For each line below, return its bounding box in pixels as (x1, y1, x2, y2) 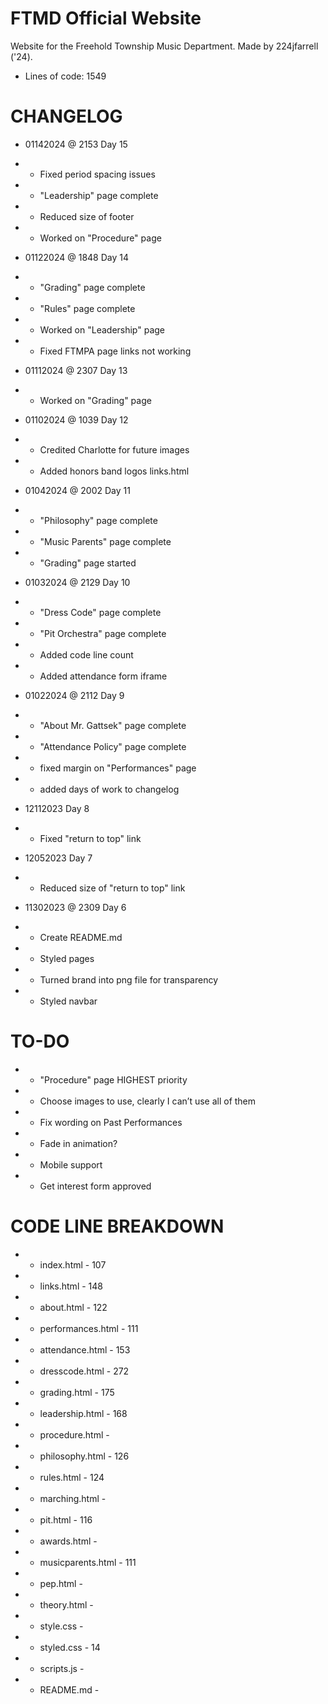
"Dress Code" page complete (39, 606, 162, 618)
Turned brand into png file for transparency (39, 973, 219, 986)
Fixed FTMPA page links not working (39, 345, 192, 357)
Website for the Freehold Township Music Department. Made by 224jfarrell (10, 40, 319, 52)
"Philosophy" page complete (39, 514, 158, 526)
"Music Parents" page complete (39, 535, 172, 547)
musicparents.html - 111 (39, 1556, 137, 1568)
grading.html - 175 (39, 1386, 115, 1398)
